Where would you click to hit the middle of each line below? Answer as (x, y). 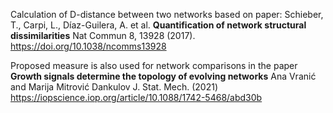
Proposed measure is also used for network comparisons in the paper (154, 65)
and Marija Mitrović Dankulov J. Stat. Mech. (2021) (114, 87)
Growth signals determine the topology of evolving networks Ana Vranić (163, 76)
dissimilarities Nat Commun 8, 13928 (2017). (103, 35)
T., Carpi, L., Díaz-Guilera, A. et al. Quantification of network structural (158, 25)
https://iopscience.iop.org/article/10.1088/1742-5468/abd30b (136, 97)
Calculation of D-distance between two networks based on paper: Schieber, (167, 14)
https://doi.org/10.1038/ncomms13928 (88, 46)
